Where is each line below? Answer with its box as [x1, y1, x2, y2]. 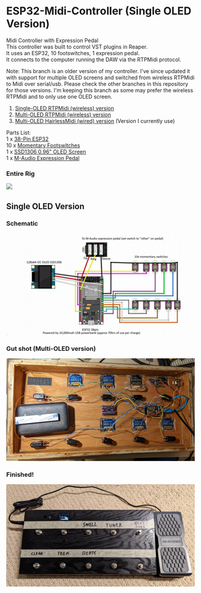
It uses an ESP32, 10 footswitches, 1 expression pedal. [6, 49, 140, 56]
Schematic [6, 219, 38, 227]
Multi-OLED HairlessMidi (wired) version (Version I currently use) [14, 117, 175, 124]
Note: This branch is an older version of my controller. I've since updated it [6, 67, 190, 74]
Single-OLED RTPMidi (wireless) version [14, 104, 115, 112]
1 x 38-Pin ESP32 [6, 135, 49, 142]
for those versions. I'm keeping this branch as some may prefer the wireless [6, 86, 193, 94]
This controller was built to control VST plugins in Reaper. [6, 43, 148, 50]
